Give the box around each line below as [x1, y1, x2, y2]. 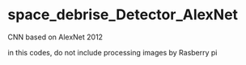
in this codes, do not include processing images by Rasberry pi [7, 47, 218, 57]
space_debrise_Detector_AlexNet [7, 6, 239, 24]
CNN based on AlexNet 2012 [7, 32, 103, 42]
